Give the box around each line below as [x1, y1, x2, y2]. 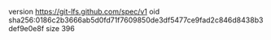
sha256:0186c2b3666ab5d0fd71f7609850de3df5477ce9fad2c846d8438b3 [8, 15, 264, 25]
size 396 [46, 24, 75, 33]
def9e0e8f [8, 24, 45, 33]
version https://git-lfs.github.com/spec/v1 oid [8, 7, 160, 16]
